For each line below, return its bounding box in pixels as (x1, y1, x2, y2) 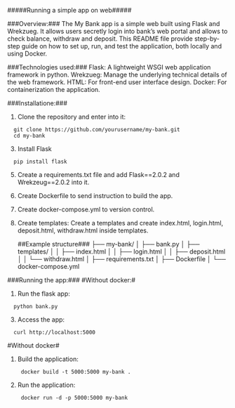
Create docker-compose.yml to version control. (17, 205, 155, 213)
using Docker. (7, 49, 48, 58)
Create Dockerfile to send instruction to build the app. (17, 192, 173, 199)
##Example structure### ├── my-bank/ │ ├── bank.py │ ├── (17, 240, 200, 248)
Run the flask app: (17, 289, 70, 298)
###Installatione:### (7, 99, 68, 107)
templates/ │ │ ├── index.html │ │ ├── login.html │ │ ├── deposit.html (17, 247, 226, 256)
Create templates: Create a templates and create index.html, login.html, (17, 219, 224, 227)
